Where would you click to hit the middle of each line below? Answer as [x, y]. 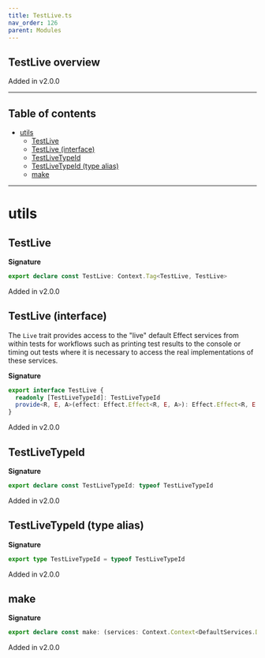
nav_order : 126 [33, 23]
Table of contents [52, 113]
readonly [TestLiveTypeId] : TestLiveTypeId [88, 397]
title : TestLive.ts [40, 15]
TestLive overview [54, 62]
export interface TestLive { [56, 390]
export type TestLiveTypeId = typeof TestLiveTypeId [97, 559]
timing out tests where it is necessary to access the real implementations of [131, 352]
